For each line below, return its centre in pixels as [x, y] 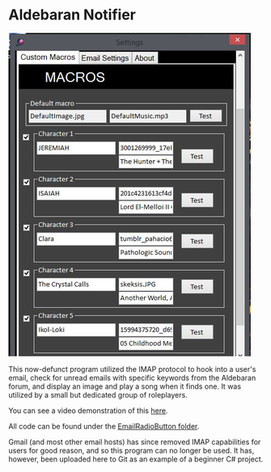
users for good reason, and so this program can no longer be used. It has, [131, 450]
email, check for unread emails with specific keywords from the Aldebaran [132, 377]
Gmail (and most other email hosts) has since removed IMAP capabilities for [135, 441]
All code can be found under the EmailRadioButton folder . [104, 426]
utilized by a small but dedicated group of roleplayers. [98, 394]
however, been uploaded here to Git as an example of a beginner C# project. [136, 459]
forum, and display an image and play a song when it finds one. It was [125, 386]
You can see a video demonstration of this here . [88, 411]
